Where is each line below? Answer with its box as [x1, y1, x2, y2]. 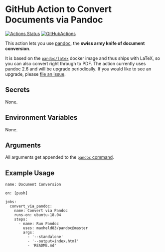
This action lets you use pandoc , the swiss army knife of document [5, 40, 145, 46]
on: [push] [5, 191, 28, 196]
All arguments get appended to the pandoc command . [5, 154, 114, 160]
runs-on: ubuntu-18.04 [14, 213, 61, 218]
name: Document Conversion [5, 182, 61, 187]
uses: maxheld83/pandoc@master [23, 226, 88, 231]
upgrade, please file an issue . [5, 71, 66, 77]
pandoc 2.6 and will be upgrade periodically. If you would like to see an [5, 66, 152, 72]
